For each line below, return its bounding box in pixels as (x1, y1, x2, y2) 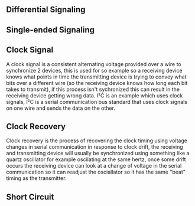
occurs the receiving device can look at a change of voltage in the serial (6, 162, 182, 169)
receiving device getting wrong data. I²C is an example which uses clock (6, 91, 183, 99)
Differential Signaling (6, 5, 86, 15)
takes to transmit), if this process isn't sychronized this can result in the (6, 86, 180, 93)
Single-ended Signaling (6, 25, 95, 35)
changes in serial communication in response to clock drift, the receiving (6, 143, 183, 151)
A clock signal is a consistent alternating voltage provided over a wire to (6, 60, 181, 67)
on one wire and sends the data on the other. (6, 104, 115, 112)
